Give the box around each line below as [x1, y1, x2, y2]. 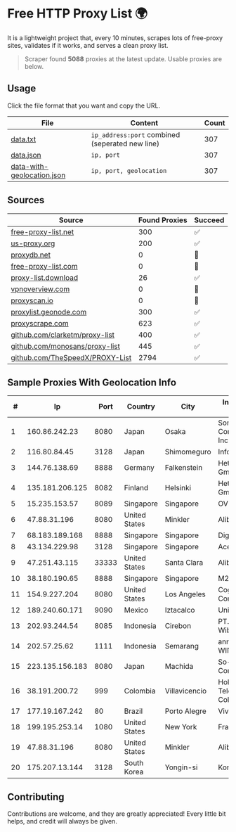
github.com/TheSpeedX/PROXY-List [11, 352, 132, 362]
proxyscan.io [11, 295, 54, 305]
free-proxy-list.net [11, 226, 74, 236]
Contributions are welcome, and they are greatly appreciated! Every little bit [7, 809, 226, 818]
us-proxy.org [11, 238, 55, 248]
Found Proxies [138, 215, 188, 225]
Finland [124, 483, 149, 493]
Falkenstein [164, 463, 203, 473]
